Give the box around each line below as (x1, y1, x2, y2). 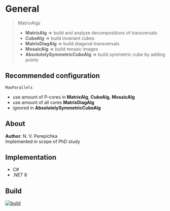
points (25, 56, 39, 63)
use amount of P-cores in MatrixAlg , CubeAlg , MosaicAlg (12, 94, 135, 100)
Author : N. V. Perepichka (5, 133, 58, 139)
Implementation (5, 153, 57, 162)
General (5, 3, 40, 15)
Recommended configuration (5, 72, 100, 80)
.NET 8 (12, 172, 27, 178)
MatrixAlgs (17, 20, 41, 26)
